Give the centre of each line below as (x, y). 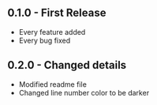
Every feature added (52, 32)
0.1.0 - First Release (57, 13)
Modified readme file (53, 84)
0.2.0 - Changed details (67, 65)
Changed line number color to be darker (84, 92)
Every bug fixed (45, 40)
